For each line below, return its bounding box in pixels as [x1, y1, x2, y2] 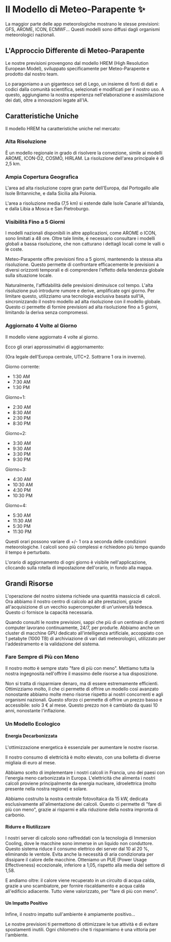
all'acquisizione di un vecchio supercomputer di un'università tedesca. [5, 603, 154, 610]
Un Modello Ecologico [5, 720, 61, 727]
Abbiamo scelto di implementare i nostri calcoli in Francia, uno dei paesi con [5, 769, 165, 776]
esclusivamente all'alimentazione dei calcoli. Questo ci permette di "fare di [5, 801, 162, 807]
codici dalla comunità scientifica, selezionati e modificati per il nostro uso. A [5, 86, 164, 92]
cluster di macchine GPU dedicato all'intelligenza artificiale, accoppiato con [5, 630, 164, 636]
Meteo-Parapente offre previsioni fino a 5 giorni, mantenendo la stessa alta [5, 256, 163, 262]
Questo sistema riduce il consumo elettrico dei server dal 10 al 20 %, [5, 846, 150, 852]
